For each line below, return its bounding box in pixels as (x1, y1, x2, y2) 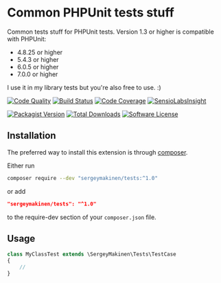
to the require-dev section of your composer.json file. (7, 213, 156, 221)
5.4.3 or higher (16, 55, 60, 63)
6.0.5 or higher (16, 63, 59, 71)
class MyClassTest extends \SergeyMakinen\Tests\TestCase (7, 251, 176, 258)
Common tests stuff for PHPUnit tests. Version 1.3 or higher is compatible (7, 27, 214, 36)
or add (7, 187, 26, 195)
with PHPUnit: (7, 34, 47, 43)
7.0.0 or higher (16, 70, 58, 78)
